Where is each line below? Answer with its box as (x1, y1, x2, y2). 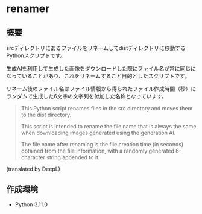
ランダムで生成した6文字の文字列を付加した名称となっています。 (6, 93, 168, 99)
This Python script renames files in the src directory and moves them (21, 105, 193, 112)
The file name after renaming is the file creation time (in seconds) (21, 141, 184, 148)
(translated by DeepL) (6, 165, 60, 172)
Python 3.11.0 (14, 201, 48, 208)
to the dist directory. (21, 111, 72, 118)
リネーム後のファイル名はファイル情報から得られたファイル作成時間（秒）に (6, 85, 197, 92)
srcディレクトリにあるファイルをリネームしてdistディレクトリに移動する (6, 45, 186, 51)
